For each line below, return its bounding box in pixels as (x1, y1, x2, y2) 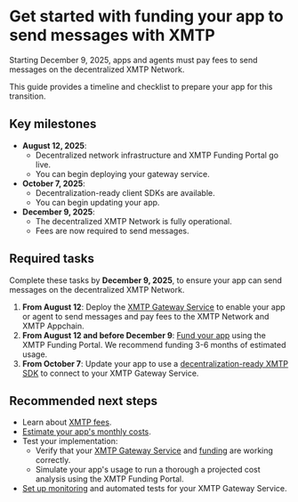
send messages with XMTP (9, 25, 215, 45)
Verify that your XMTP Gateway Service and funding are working (35, 445, 274, 456)
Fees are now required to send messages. (35, 225, 189, 236)
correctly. (35, 455, 71, 466)
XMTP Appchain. (21, 320, 85, 331)
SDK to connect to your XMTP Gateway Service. (21, 368, 199, 378)
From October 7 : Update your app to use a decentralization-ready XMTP (21, 358, 289, 368)
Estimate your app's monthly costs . (21, 426, 151, 437)
